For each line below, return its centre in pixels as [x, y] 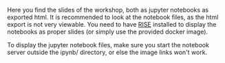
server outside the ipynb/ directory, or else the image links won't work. [107, 52]
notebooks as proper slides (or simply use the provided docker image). [108, 32]
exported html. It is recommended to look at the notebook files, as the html [113, 17]
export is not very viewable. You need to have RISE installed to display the [112, 24]
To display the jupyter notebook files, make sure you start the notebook [108, 45]
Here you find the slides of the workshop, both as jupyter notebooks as [108, 10]
